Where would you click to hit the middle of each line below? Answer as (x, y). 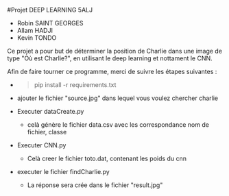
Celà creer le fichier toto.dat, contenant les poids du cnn (107, 158)
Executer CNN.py (41, 145)
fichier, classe (47, 132)
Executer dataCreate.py (50, 111)
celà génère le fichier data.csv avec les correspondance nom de (118, 125)
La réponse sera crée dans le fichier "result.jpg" (95, 185)
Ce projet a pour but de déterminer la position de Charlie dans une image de (115, 51)
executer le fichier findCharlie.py (63, 172)
